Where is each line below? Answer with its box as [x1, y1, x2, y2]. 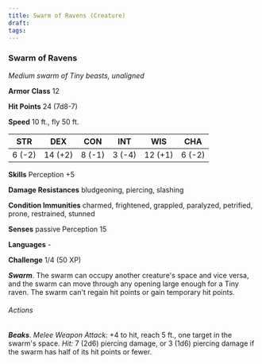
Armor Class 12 [8, 86, 60, 95]
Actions [8, 305, 33, 315]
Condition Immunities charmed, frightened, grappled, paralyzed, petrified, [8, 200, 253, 210]
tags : [8, 26, 26, 34]
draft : [8, 19, 30, 27]
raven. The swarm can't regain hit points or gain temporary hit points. [8, 287, 236, 296]
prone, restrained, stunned [8, 208, 95, 219]
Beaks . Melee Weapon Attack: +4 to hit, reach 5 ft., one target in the [8, 330, 233, 339]
